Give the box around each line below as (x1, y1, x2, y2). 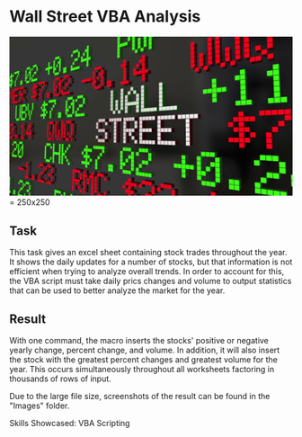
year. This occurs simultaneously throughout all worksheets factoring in (9, 364, 275, 375)
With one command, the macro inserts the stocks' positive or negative (9, 335, 270, 346)
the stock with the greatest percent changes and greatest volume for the (9, 354, 279, 365)
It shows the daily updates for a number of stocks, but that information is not (9, 256, 293, 267)
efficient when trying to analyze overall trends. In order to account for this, (9, 266, 285, 277)
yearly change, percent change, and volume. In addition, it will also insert (9, 344, 280, 356)
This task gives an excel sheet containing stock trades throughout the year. (9, 247, 288, 258)
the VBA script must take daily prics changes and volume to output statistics (9, 276, 292, 287)
